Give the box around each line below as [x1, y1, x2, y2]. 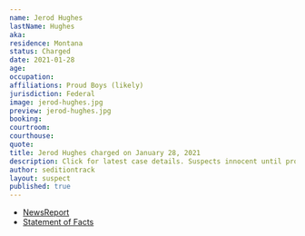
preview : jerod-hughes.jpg [9, 106, 112, 115]
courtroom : [9, 123, 51, 133]
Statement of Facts [22, 217, 94, 228]
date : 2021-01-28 [9, 55, 75, 64]
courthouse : [9, 132, 54, 141]
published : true [9, 182, 71, 192]
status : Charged [9, 47, 71, 56]
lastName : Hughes [9, 22, 75, 31]
